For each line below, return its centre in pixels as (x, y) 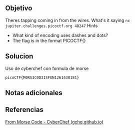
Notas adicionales (34, 93)
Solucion (19, 56)
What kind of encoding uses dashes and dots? (60, 35)
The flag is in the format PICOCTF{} (49, 40)
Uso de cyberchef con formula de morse (47, 68)
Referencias (24, 110)
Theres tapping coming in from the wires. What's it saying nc (67, 20)
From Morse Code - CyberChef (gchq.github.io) (54, 121)
